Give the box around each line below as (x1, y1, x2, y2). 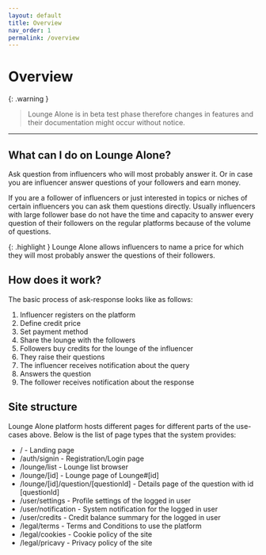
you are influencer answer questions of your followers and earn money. (8, 178, 241, 187)
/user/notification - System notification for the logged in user (19, 504, 218, 514)
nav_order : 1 (8, 26, 51, 34)
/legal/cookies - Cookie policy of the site (19, 529, 153, 539)
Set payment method (19, 327, 89, 336)
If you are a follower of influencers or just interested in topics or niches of (8, 193, 248, 202)
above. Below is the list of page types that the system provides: (28, 430, 237, 439)
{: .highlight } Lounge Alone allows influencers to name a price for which (8, 243, 244, 251)
